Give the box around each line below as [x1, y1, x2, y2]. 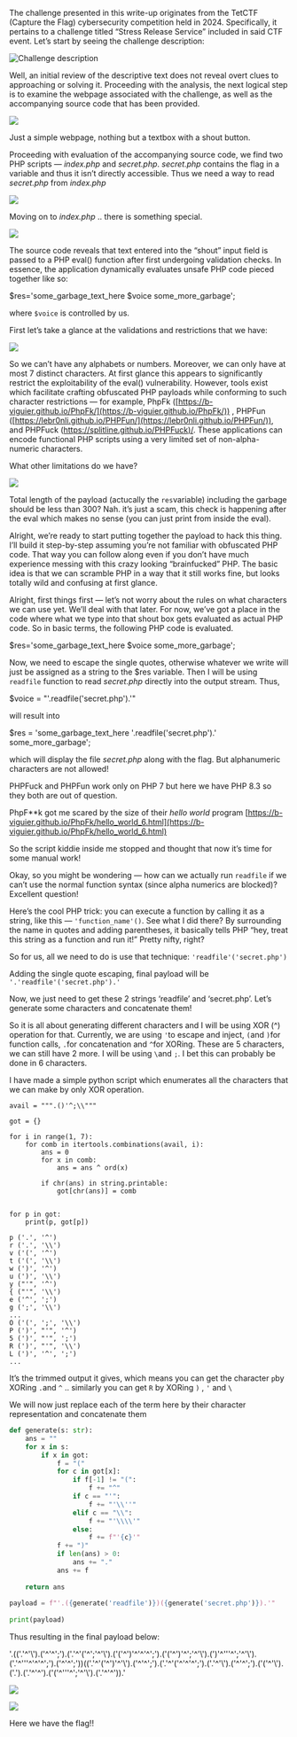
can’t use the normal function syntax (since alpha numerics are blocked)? [9, 879, 277, 890]
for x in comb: [41, 1156, 98, 1164]
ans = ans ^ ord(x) [56, 1164, 129, 1172]
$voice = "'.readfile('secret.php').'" [9, 693, 136, 704]
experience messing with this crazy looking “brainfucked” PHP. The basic [9, 558, 278, 569]
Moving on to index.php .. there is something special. [9, 212, 203, 222]
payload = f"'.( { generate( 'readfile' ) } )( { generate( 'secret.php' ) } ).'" [9, 1599, 276, 1608]
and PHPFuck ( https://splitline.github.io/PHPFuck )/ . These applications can [9, 425, 283, 435]
